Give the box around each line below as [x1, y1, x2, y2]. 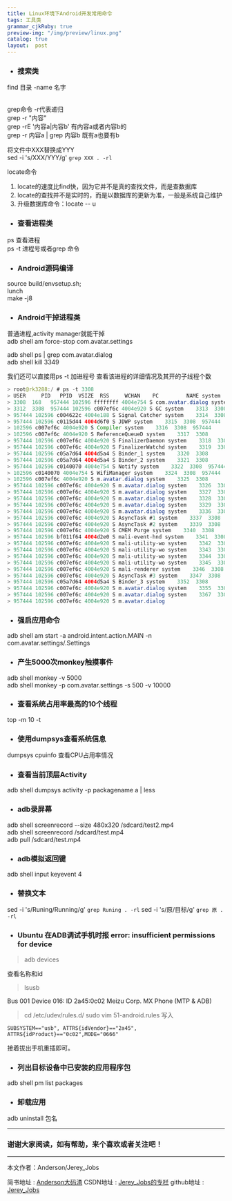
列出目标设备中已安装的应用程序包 [17, 1062, 131, 1072]
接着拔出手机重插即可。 [7, 1044, 74, 1052]
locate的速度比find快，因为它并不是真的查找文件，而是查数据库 [17, 182, 197, 191]
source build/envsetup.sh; [7, 279, 81, 287]
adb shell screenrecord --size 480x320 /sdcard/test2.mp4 [7, 821, 174, 829]
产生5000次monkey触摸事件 [17, 657, 114, 667]
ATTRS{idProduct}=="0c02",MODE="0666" [7, 1031, 119, 1037]
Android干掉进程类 [17, 312, 81, 322]
